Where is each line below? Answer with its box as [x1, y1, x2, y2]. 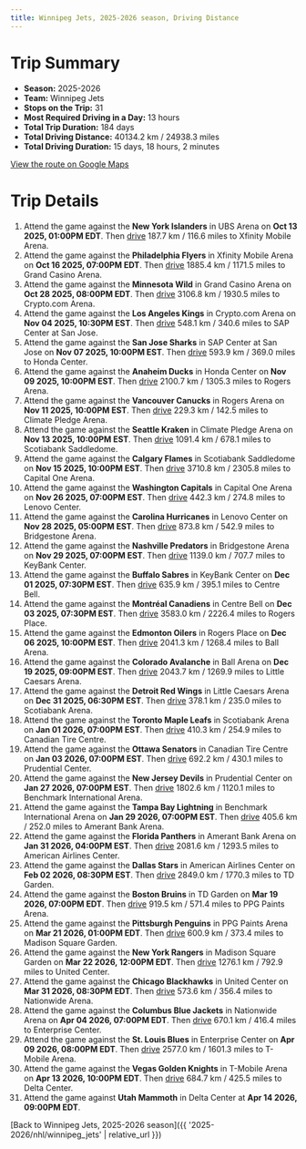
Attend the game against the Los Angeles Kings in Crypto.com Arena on [23, 307, 297, 319]
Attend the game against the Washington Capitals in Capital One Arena [23, 482, 292, 493]
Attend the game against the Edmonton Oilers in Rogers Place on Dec [23, 627, 287, 638]
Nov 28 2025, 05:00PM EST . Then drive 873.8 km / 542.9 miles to [23, 520, 275, 531]
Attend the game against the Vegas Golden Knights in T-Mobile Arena [23, 1062, 288, 1073]
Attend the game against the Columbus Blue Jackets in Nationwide [23, 1004, 277, 1016]
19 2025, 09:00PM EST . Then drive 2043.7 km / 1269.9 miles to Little [23, 666, 285, 677]
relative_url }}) [108, 1129, 162, 1140]
